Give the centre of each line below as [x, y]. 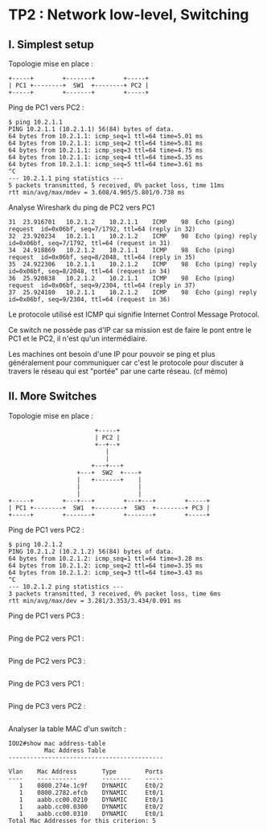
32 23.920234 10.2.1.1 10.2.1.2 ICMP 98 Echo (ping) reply [133, 236]
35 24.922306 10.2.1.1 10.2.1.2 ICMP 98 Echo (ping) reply [133, 264]
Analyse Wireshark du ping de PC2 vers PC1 [82, 207]
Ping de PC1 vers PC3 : [46, 616]
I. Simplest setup [51, 45]
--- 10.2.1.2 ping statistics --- [66, 587]
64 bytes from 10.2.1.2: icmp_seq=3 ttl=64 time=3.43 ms [106, 572]
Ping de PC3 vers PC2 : [47, 706]
